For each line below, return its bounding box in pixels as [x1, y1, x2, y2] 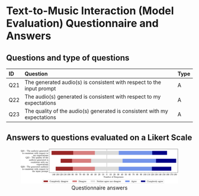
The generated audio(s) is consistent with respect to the [24, 79, 162, 86]
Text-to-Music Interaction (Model [6, 4, 174, 18]
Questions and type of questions [6, 53, 130, 63]
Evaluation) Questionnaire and [6, 17, 159, 30]
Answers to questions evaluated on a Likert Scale [6, 133, 192, 143]
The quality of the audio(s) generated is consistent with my [24, 107, 169, 115]
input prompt [24, 84, 56, 92]
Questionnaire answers [71, 184, 128, 191]
